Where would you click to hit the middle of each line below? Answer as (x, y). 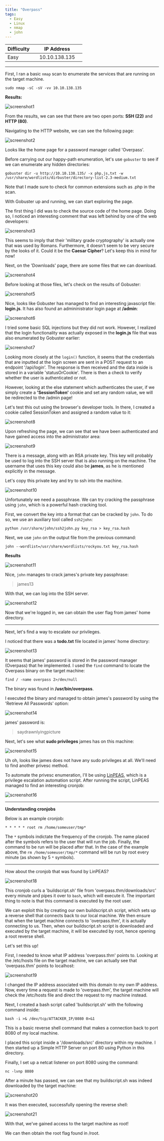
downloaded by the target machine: (41, 1086)
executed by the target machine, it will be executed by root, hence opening (80, 931)
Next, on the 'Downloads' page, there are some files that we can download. (81, 265)
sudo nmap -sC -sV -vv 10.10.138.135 (43, 88)
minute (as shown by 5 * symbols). (40, 857)
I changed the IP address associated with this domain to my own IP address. (82, 985)
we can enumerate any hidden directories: (48, 164)
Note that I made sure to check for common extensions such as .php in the (80, 187)
